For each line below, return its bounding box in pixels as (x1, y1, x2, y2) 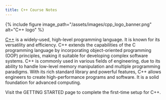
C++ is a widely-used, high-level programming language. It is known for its (5, 36, 160, 42)
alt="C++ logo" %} (5, 26, 44, 33)
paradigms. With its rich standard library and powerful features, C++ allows (5, 69, 161, 75)
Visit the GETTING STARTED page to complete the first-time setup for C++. (5, 89, 161, 95)
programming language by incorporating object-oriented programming (5, 47, 152, 53)
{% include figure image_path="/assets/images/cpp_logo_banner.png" (5, 21, 152, 27)
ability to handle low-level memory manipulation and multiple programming (5, 63, 160, 69)
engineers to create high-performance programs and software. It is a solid (5, 74, 159, 80)
